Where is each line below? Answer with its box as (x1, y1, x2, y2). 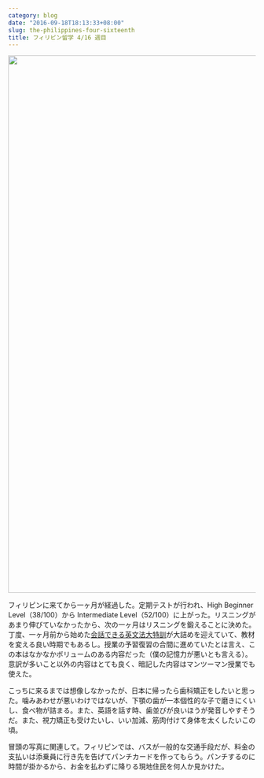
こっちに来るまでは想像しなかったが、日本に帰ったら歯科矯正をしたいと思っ (8, 686, 255, 695)
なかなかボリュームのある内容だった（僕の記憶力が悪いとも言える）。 (28, 650, 253, 659)
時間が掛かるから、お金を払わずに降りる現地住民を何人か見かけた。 (8, 761, 229, 772)
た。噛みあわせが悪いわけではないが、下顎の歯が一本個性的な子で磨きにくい (8, 696, 256, 706)
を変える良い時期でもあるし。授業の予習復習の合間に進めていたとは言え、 (8, 639, 249, 650)
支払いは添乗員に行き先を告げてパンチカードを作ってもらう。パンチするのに (8, 752, 256, 761)
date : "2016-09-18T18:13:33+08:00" (8, 19, 125, 27)
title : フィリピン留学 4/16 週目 (8, 33, 107, 42)
